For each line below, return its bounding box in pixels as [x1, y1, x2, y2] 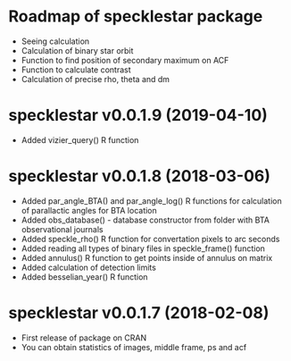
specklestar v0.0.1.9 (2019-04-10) [8, 105, 269, 126]
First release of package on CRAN [21, 332, 147, 343]
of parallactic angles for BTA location [21, 205, 157, 215]
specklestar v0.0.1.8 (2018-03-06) [8, 166, 271, 187]
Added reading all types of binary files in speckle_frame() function [21, 243, 265, 254]
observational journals [21, 223, 104, 234]
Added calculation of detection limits [21, 262, 157, 273]
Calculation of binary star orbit [21, 45, 134, 55]
